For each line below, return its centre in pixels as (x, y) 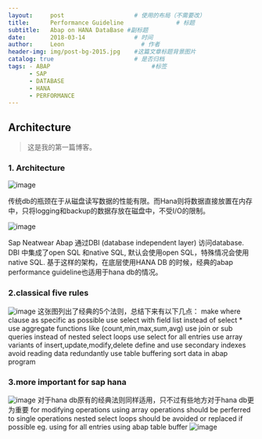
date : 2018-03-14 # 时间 (81, 37)
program (22, 361)
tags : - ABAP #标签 (88, 67)
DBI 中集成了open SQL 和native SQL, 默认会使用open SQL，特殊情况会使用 (129, 252)
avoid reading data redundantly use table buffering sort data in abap (118, 353)
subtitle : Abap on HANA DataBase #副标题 (78, 30)
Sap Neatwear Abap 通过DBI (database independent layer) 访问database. (126, 243)
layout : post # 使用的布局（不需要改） (107, 15)
